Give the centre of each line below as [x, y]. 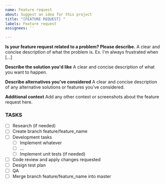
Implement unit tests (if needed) [52, 154]
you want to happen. [26, 72]
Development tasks [32, 137]
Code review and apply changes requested [56, 159]
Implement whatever [41, 143]
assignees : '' [20, 28]
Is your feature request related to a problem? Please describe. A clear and [82, 47]
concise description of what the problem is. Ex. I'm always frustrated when [82, 52]
